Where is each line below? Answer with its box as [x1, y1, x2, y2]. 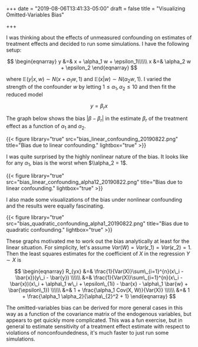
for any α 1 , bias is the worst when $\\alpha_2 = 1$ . [6, 159, 128, 168]
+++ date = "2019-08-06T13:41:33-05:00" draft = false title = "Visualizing [6, 5, 186, 12]
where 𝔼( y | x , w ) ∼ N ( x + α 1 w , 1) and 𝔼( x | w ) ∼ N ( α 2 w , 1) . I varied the [6, 76, 171, 84]
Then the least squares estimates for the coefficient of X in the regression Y [6, 250, 190, 257]
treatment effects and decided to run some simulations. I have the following [6, 41, 190, 47]
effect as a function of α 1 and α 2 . [6, 123, 87, 131]
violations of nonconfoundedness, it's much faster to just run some [6, 329, 169, 336]
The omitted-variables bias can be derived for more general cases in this [6, 304, 183, 311]
